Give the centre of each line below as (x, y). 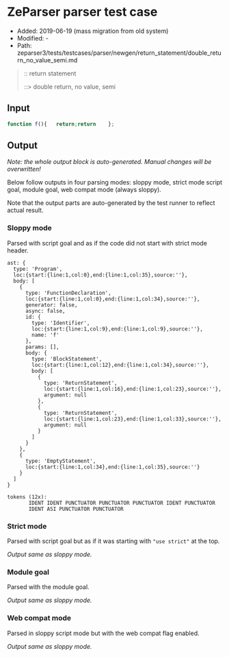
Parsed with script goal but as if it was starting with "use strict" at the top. (113, 541)
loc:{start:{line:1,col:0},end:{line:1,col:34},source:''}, (112, 299)
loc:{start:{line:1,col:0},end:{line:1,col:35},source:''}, (100, 275)
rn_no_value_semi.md (47, 60)
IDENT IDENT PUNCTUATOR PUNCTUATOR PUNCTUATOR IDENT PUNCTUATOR (122, 503)
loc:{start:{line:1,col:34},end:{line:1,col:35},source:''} (112, 467)
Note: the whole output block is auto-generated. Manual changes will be (109, 162)
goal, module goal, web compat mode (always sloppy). (84, 190)
